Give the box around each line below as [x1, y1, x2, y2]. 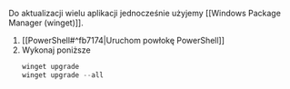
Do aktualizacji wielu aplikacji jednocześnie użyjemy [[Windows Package [8, 8, 281, 18]
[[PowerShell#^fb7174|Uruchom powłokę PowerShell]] [21, 35, 225, 45]
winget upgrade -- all [21, 70, 104, 80]
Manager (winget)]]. [8, 17, 84, 28]
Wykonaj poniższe [21, 44, 92, 55]
